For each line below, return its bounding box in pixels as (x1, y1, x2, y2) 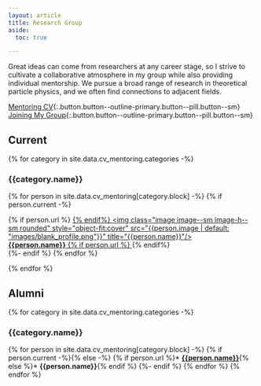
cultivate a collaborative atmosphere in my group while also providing (8, 70, 233, 79)
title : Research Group (8, 19, 83, 27)
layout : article (8, 11, 61, 20)
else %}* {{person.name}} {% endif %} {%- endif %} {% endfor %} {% (8, 362, 241, 371)
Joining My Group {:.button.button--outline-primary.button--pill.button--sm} (8, 111, 253, 120)
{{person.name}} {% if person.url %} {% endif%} (8, 241, 171, 250)
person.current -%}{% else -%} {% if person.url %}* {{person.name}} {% (8, 353, 249, 362)
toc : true (15, 33, 47, 42)
